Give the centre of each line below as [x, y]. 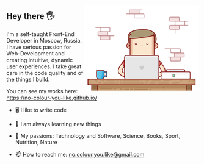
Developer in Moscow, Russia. [44, 40]
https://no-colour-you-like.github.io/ [52, 98]
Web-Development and [36, 53]
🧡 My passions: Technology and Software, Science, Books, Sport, [98, 135]
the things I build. [28, 79]
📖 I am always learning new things [58, 124]
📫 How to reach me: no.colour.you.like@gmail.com [80, 154]
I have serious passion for [39, 47]
